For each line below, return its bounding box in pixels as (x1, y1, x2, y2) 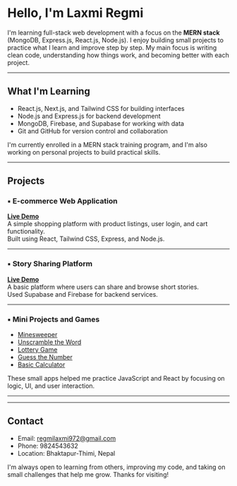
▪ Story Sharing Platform (7, 259, 93, 269)
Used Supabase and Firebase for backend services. (7, 290, 159, 298)
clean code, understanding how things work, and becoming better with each (7, 51, 229, 59)
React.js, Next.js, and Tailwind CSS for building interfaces (17, 104, 185, 112)
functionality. (7, 227, 46, 236)
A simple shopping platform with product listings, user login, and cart (7, 220, 208, 228)
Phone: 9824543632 (17, 441, 79, 450)
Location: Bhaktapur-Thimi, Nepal (17, 449, 116, 457)
